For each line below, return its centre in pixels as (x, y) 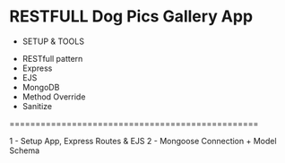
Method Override (54, 97)
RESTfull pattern (52, 58)
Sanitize (37, 106)
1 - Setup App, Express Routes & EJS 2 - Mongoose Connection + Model (143, 141)
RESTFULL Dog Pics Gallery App (131, 17)
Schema (25, 150)
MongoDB (41, 87)
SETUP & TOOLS (53, 41)
